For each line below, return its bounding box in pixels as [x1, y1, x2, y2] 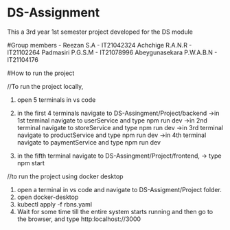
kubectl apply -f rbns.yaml [16, 200, 93, 208]
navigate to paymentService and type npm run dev [16, 138, 161, 146]
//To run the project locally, [7, 82, 84, 90]
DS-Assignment [7, 5, 100, 21]
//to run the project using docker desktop [7, 172, 124, 180]
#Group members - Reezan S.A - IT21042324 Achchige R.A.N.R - [7, 41, 192, 49]
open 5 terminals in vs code [16, 95, 96, 104]
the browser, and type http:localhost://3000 [16, 215, 141, 223]
